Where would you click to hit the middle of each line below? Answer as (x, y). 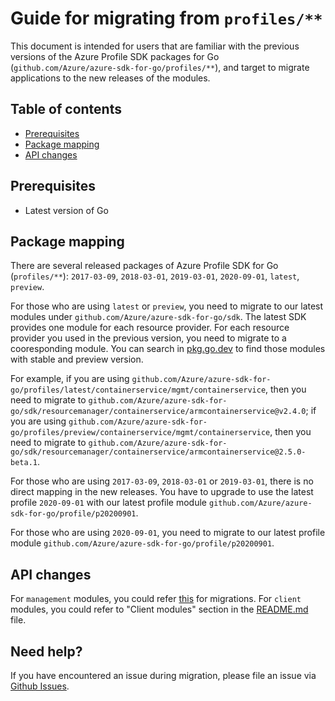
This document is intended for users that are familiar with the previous (155, 46)
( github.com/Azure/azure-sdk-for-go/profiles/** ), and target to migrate (160, 67)
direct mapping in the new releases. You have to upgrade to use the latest (162, 492)
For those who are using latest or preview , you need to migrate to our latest (167, 306)
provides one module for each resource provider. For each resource (150, 328)
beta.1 (24, 463)
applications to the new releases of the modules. (110, 78)
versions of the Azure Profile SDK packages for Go (115, 56)
